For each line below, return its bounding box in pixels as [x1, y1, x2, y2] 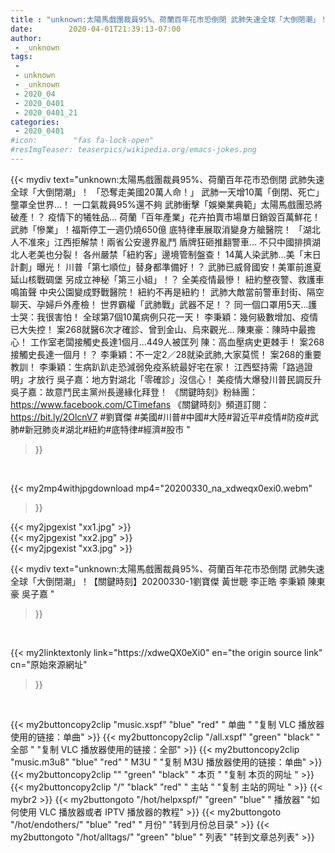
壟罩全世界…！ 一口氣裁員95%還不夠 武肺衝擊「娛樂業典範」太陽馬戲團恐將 [10, 198, 323, 210]
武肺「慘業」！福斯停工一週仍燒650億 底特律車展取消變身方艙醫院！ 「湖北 [10, 223, 321, 235]
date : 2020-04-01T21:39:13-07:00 [10, 24, 182, 34]
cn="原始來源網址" [10, 658, 88, 670]
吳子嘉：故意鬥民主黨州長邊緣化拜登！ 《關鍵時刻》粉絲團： [10, 386, 258, 398]
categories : [10, 117, 60, 127]
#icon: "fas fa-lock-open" [10, 136, 155, 146]
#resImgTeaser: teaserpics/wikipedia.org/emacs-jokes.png [10, 145, 257, 155]
